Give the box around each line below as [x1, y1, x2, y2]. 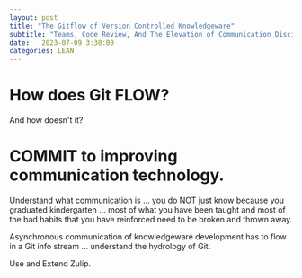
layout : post [9, 13, 58, 22]
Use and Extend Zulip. [9, 258, 92, 269]
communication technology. [9, 165, 225, 186]
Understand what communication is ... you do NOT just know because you [9, 195, 285, 205]
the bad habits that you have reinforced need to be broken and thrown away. [9, 214, 293, 224]
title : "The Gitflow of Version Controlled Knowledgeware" [9, 22, 235, 30]
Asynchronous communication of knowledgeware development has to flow [9, 231, 287, 242]
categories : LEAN [9, 47, 75, 56]
